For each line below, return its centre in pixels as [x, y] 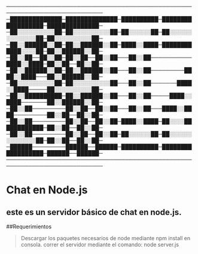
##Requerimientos [29, 226]
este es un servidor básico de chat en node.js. [94, 212]
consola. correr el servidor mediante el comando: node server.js [100, 244]
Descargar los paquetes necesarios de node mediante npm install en [105, 238]
